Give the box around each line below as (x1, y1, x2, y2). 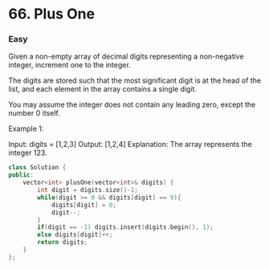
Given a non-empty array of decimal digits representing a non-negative (8, 51, 244, 61)
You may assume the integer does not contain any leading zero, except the (8, 100, 256, 109)
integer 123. (8, 148, 47, 157)
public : (8, 171, 35, 179)
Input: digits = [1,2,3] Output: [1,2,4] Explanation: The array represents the (8, 140, 253, 149)
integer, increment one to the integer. (8, 60, 131, 70)
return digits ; (37, 238, 88, 247)
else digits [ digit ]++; (37, 230, 113, 239)
